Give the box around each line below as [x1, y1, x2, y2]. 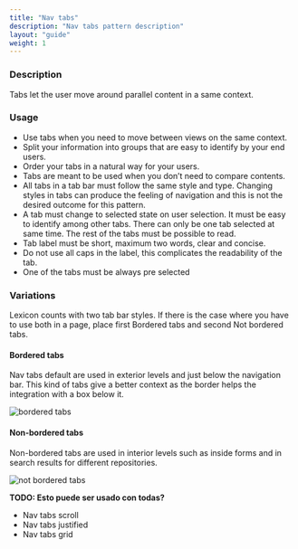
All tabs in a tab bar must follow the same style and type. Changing [22, 180, 274, 191]
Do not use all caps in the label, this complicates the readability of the [22, 247, 283, 258]
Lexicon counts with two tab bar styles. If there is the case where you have [9, 309, 290, 321]
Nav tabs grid [22, 528, 74, 539]
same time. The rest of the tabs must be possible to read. [22, 228, 237, 239]
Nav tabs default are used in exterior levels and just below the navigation [9, 370, 281, 381]
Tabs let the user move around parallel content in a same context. [9, 89, 254, 99]
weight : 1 [9, 38, 47, 48]
